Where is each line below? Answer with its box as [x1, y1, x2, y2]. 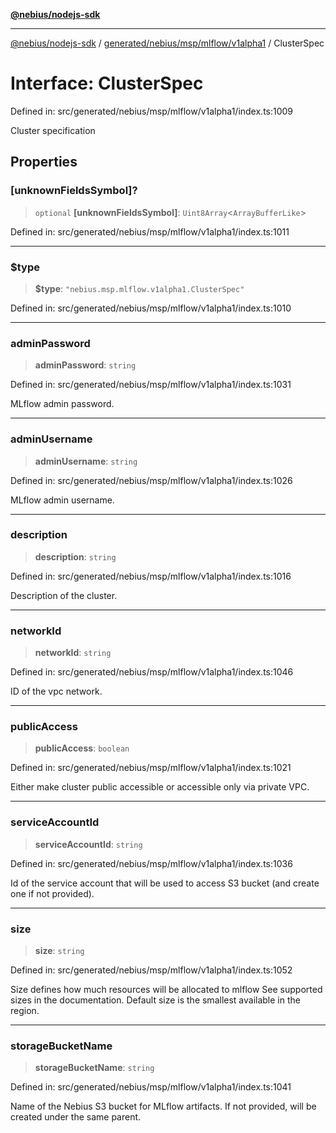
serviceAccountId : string [34, 838, 143, 850]
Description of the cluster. [10, 589, 118, 601]
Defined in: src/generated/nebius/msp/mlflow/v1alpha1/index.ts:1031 [10, 379, 292, 391]
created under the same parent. [10, 1111, 142, 1123]
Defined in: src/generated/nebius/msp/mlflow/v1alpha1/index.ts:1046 [10, 666, 294, 678]
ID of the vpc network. [10, 685, 103, 698]
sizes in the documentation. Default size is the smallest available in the [10, 994, 301, 1006]
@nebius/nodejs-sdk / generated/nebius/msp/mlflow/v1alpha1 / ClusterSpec [10, 37, 325, 49]
